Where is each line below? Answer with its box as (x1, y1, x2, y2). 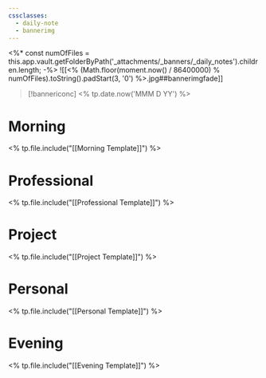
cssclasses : (8, 11, 48, 20)
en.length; (8, 65, 41, 75)
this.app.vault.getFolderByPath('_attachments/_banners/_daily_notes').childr (8, 57, 259, 66)
